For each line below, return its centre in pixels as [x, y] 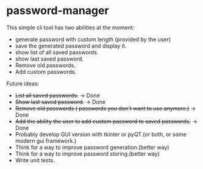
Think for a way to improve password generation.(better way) [92, 147]
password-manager [58, 11]
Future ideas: [23, 84]
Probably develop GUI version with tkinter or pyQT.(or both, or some [101, 134]
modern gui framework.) [46, 140]
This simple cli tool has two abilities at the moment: [70, 27]
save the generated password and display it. [71, 46]
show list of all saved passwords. [57, 52]
